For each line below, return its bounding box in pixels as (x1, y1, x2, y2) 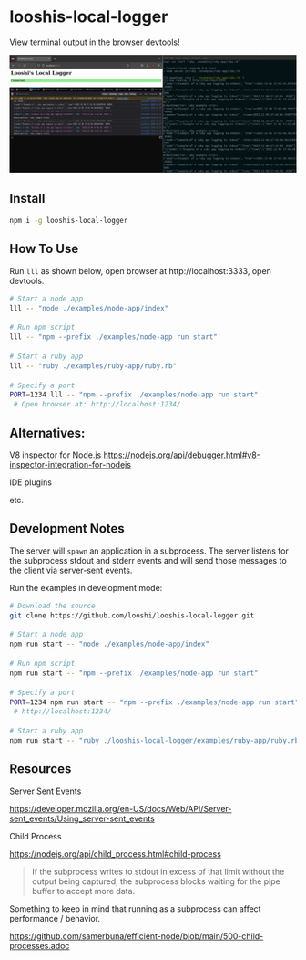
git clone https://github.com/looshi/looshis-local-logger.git (9, 610, 255, 620)
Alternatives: (9, 425, 86, 440)
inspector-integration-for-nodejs (9, 459, 132, 469)
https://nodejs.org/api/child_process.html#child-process (9, 848, 221, 860)
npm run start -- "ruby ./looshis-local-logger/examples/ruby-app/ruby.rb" (9, 736, 303, 745)
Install (9, 190, 46, 206)
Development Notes (9, 521, 125, 536)
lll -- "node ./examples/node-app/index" (9, 303, 169, 312)
